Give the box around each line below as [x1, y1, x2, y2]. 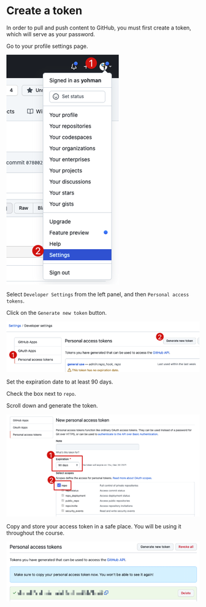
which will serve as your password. [6, 30, 95, 37]
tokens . [6, 297, 25, 304]
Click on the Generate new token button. [6, 309, 107, 316]
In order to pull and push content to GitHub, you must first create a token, [6, 24, 191, 31]
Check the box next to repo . [6, 390, 77, 397]
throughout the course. [6, 529, 65, 537]
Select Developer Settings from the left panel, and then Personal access [6, 290, 189, 298]
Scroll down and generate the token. [6, 401, 98, 409]
